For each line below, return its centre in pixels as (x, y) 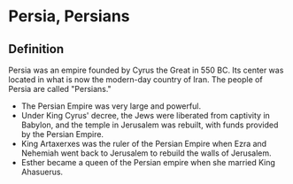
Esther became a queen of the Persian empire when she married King (148, 162)
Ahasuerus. (42, 172)
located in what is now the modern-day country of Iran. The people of (135, 80)
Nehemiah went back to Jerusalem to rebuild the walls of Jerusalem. (146, 153)
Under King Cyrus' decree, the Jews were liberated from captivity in (146, 115)
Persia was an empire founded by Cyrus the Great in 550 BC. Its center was (146, 70)
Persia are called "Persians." (60, 89)
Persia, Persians (69, 16)
